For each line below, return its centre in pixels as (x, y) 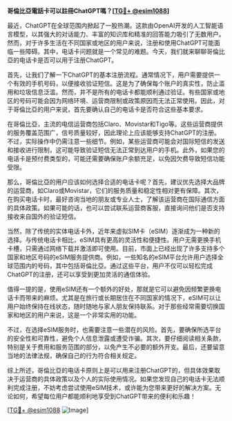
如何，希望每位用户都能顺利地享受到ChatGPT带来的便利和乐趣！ (105, 396)
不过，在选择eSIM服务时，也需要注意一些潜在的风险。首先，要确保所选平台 (114, 330)
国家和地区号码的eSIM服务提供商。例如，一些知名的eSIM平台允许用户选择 (113, 257)
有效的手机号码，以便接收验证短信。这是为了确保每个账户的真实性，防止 (116, 83)
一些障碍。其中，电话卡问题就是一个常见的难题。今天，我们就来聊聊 (110, 52)
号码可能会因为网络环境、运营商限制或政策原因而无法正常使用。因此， (119, 101)
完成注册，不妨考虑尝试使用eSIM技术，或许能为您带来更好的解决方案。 (114, 387)
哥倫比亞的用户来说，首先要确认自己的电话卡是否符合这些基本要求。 (110, 109)
